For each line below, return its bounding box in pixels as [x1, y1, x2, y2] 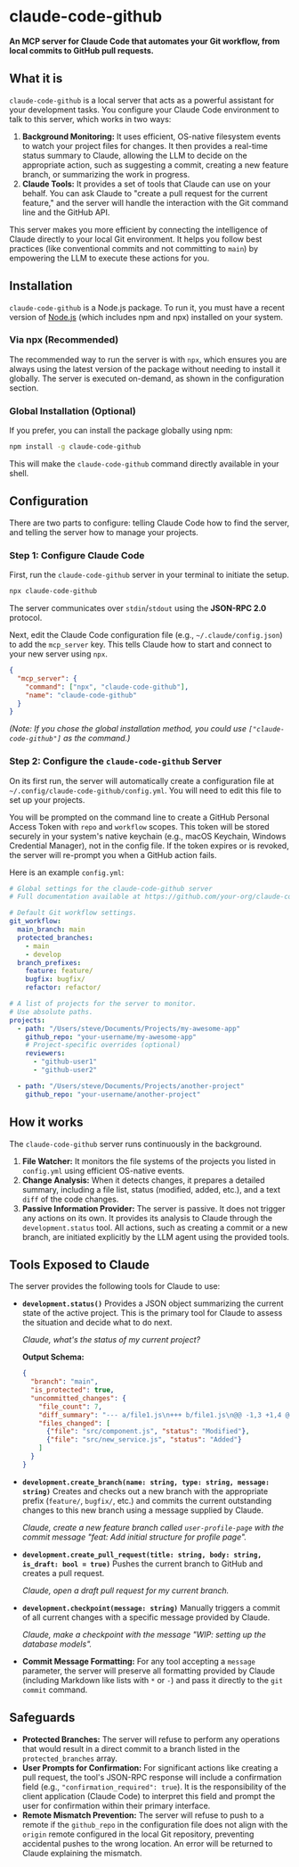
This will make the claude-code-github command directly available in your [9, 458, 279, 469]
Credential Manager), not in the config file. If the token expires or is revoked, [9, 840, 289, 851]
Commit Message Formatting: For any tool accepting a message [21, 1656, 256, 1666]
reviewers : [25, 1049, 66, 1058]
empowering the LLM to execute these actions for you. [9, 252, 210, 263]
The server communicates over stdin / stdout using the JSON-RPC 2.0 [9, 603, 267, 614]
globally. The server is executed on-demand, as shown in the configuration [9, 373, 285, 384]
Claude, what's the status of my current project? [21, 1334, 201, 1345]
